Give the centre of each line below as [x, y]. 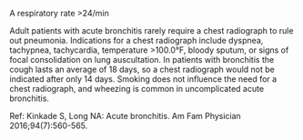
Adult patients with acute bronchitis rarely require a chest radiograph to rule [151, 30]
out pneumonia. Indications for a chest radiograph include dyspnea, [136, 40]
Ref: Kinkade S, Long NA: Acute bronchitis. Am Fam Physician [125, 116]
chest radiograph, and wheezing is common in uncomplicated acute [137, 89]
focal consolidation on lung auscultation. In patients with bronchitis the [142, 60]
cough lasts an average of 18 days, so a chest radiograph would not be [142, 69]
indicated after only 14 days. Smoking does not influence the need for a [143, 79]
